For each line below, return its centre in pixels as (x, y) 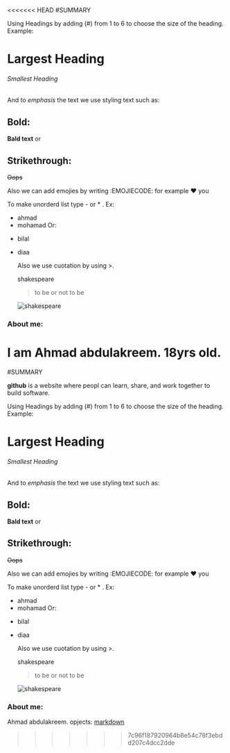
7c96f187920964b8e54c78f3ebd (175, 736)
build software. (28, 393)
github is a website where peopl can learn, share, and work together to (109, 385)
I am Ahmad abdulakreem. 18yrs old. (114, 353)
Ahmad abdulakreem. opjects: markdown (66, 722)
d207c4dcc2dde (151, 743)
